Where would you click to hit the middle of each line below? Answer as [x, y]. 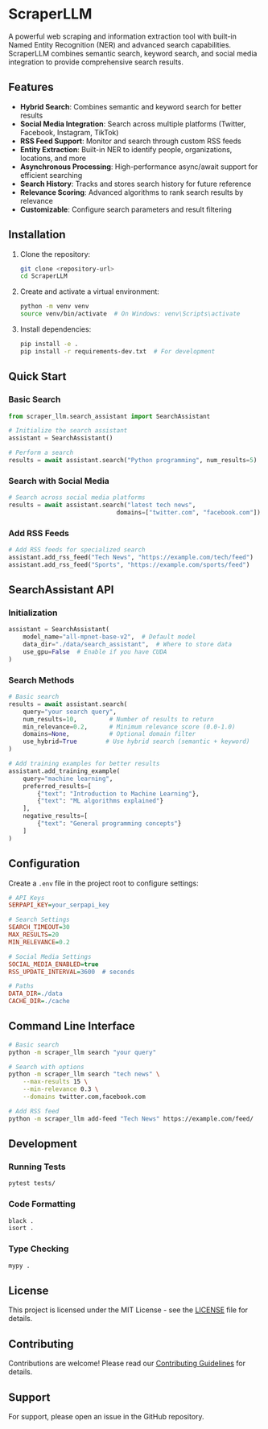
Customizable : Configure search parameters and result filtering [126, 209]
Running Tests [37, 1167]
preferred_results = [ [57, 786]
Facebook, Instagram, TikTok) [69, 132]
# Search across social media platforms [77, 498]
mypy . [19, 1266]
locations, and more [53, 158]
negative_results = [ [56, 816]
